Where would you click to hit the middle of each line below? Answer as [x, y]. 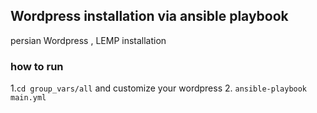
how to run [37, 66]
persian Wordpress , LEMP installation [88, 40]
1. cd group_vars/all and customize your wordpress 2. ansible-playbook [159, 88]
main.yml [28, 98]
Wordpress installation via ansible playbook [149, 16]
